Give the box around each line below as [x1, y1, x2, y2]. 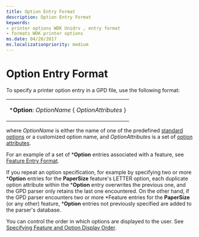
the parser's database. [6, 206, 62, 213]
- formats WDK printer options [6, 31, 84, 37]
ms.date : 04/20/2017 [6, 36, 57, 42]
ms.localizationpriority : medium [6, 42, 89, 48]
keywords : [6, 20, 31, 25]
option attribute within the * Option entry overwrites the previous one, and [6, 181, 186, 188]
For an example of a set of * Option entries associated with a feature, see [6, 151, 184, 158]
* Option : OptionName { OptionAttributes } [9, 106, 126, 114]
